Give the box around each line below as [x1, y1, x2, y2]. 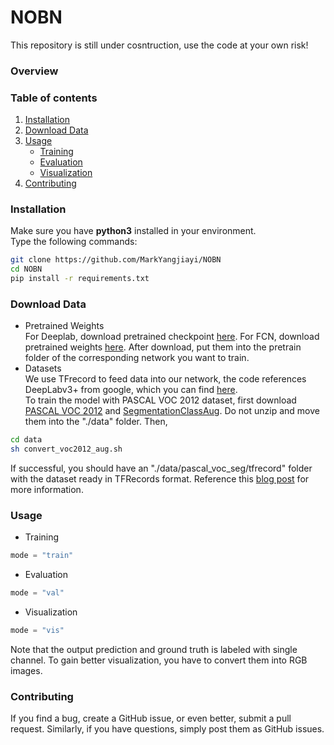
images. [10, 665, 43, 677]
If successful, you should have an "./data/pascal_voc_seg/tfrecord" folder [10, 462, 313, 475]
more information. [10, 484, 84, 496]
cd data [10, 435, 43, 445]
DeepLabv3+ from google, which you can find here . [24, 384, 238, 396]
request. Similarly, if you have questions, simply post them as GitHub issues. [10, 723, 325, 735]
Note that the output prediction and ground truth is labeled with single [10, 644, 298, 656]
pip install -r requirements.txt [10, 274, 150, 284]
